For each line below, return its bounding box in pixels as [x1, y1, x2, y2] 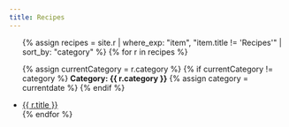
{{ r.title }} [21, 99, 59, 110]
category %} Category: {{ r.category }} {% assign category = [21, 72, 249, 84]
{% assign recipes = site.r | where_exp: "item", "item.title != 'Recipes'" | [21, 37, 283, 48]
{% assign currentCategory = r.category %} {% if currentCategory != [21, 63, 274, 74]
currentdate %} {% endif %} [21, 82, 125, 93]
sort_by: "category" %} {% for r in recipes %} [21, 46, 188, 57]
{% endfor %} [21, 108, 73, 119]
